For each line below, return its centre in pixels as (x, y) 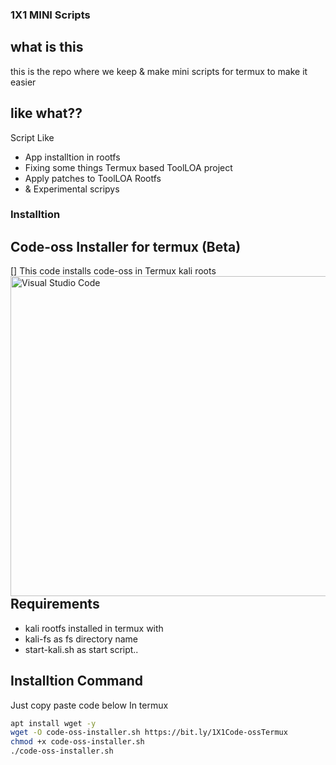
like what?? (46, 113)
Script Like (32, 137)
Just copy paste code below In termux (89, 705)
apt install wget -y (53, 723)
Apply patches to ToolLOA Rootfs (93, 178)
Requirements (55, 604)
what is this (47, 47)
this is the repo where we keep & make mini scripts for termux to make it (159, 71)
